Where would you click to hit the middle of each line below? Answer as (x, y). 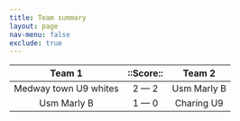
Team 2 (199, 73)
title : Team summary (48, 18)
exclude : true (36, 43)
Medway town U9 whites (66, 88)
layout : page (34, 26)
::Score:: (146, 73)
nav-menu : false (40, 34)
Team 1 (66, 73)
